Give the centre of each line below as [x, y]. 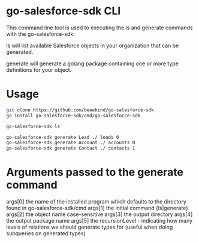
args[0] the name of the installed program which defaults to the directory [97, 202]
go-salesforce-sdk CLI [64, 11]
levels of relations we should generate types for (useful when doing [90, 227]
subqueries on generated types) [46, 233]
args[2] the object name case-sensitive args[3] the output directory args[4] [99, 214]
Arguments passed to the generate [95, 172]
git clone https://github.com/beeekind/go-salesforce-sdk [80, 110]
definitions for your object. [39, 69]
